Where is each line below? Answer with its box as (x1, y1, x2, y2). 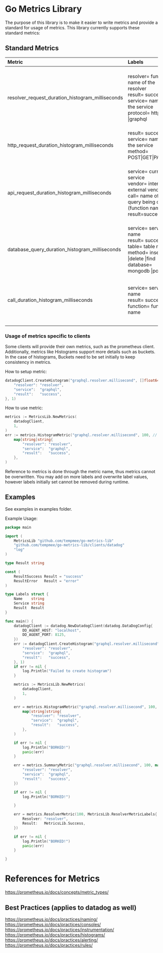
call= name (128, 192, 153, 199)
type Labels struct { (5, 592, 49, 597)
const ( (5, 569, 21, 574)
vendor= (128, 180, 147, 187)
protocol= (128, 109, 150, 116)
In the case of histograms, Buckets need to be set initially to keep (5, 354, 136, 360)
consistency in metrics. (5, 359, 52, 365)
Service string (14, 601, 45, 606)
